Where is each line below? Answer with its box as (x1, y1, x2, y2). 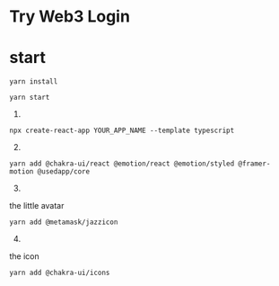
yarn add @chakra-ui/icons (9, 268, 110, 278)
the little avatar (9, 201, 65, 211)
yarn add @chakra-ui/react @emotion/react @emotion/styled (9, 159, 235, 168)
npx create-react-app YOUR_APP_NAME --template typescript (9, 126, 235, 136)
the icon (9, 251, 40, 262)
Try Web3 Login (9, 6, 130, 27)
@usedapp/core (37, 167, 91, 176)
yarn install (9, 77, 58, 86)
